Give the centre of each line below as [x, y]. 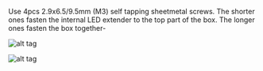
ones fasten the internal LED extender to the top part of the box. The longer [132, 20]
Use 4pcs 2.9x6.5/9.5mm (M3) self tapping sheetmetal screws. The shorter [132, 11]
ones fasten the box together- [57, 28]
